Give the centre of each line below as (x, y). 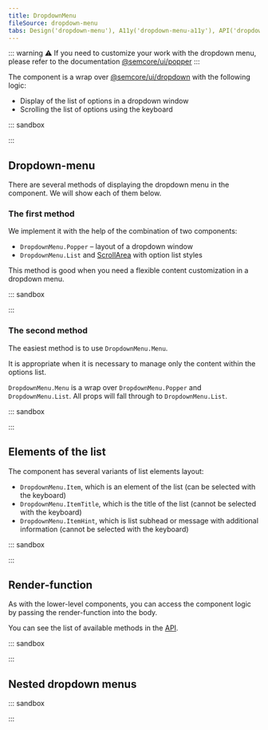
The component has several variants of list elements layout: (106, 471)
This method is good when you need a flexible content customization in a (128, 270)
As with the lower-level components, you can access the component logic (130, 604)
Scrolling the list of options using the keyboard (96, 109)
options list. (27, 372)
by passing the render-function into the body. (83, 613)
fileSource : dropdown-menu (53, 23)
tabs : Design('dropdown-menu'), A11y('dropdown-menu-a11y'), (112, 30)
